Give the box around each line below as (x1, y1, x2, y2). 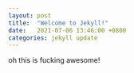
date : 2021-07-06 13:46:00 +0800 (8, 26, 127, 34)
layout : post (8, 11, 52, 20)
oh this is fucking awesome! (8, 56, 100, 65)
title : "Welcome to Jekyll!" (8, 19, 109, 27)
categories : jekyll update (8, 33, 98, 42)
